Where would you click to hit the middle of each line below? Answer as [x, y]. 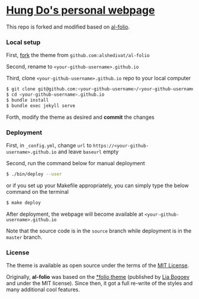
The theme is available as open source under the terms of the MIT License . [98, 266]
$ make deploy [24, 203]
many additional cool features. [43, 289]
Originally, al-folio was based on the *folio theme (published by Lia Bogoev [98, 277]
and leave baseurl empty [88, 152]
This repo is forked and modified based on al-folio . [68, 27]
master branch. [24, 237]
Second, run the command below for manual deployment [76, 163]
